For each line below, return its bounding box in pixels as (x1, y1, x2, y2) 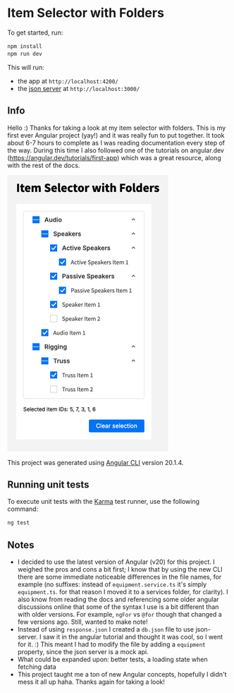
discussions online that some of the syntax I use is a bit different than (17, 603, 219, 611)
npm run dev (7, 50, 42, 57)
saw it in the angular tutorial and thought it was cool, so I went (42, 633, 223, 641)
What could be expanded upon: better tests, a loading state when (17, 655, 208, 663)
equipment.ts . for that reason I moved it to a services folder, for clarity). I (17, 588, 228, 596)
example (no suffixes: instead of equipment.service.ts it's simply (17, 580, 207, 589)
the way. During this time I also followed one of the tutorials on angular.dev (7, 146, 224, 155)
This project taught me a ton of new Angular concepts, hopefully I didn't (17, 670, 227, 678)
